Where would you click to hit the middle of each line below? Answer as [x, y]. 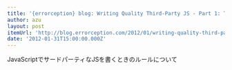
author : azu [24, 20]
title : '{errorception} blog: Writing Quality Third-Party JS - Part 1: [114, 13]
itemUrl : [20, 33]
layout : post [26, 26]
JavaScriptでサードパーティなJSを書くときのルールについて [92, 60]
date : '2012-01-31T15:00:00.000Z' [57, 39]
